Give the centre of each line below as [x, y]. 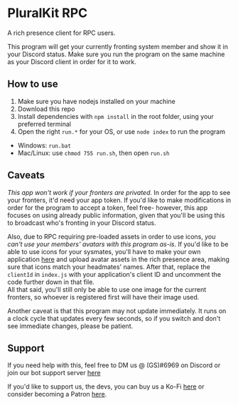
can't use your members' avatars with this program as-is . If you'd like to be [118, 244]
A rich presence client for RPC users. [61, 33]
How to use [33, 84]
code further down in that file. [51, 282]
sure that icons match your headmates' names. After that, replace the [109, 267]
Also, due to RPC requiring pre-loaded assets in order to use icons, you [112, 236]
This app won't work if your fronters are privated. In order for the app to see [119, 192]
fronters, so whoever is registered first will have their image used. [103, 297]
